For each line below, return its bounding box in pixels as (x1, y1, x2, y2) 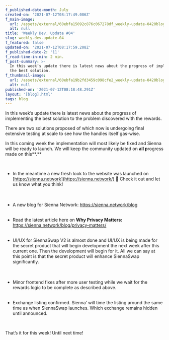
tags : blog (5, 96, 28, 101)
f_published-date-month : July (5, 7, 69, 13)
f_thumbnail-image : (5, 73, 46, 78)
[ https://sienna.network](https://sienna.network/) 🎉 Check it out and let (12, 176, 160, 182)
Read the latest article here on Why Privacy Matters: (12, 217, 123, 223)
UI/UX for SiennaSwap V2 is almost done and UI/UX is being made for (12, 237, 157, 243)
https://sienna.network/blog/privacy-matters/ (12, 222, 107, 228)
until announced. (12, 310, 48, 316)
